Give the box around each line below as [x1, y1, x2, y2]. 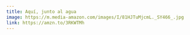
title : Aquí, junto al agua [6, 8, 77, 15]
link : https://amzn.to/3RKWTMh [6, 20, 85, 26]
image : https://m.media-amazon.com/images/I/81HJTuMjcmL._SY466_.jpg [6, 14, 185, 20]
